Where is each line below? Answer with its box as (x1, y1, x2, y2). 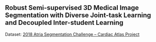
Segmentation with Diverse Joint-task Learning (5, 11, 151, 20)
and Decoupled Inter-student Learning (5, 19, 124, 27)
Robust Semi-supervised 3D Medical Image (5, 4, 139, 12)
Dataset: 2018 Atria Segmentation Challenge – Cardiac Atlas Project (5, 31, 140, 37)
